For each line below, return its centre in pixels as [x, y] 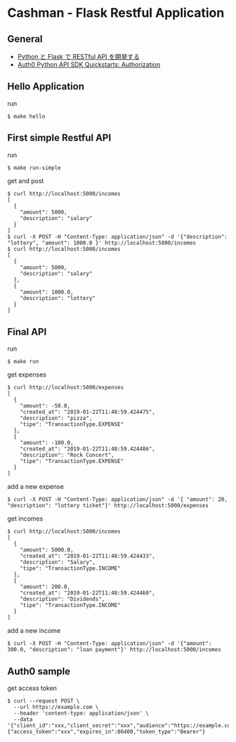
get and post [26, 181]
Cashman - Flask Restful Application [116, 13]
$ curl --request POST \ [44, 701]
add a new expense [36, 487]
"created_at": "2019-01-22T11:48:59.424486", [88, 449]
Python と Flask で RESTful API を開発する [79, 57]
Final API [27, 332]
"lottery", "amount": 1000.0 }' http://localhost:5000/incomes [102, 243]
